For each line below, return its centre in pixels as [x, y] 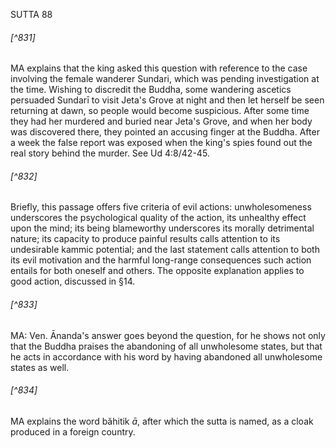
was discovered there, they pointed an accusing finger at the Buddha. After [165, 132]
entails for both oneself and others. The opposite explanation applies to [157, 271]
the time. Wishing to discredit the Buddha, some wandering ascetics [151, 90]
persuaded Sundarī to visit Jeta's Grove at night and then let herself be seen [167, 100]
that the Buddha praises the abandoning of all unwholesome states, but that [166, 346]
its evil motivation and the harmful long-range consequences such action [161, 260]
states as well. [40, 367]
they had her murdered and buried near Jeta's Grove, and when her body [161, 121]
